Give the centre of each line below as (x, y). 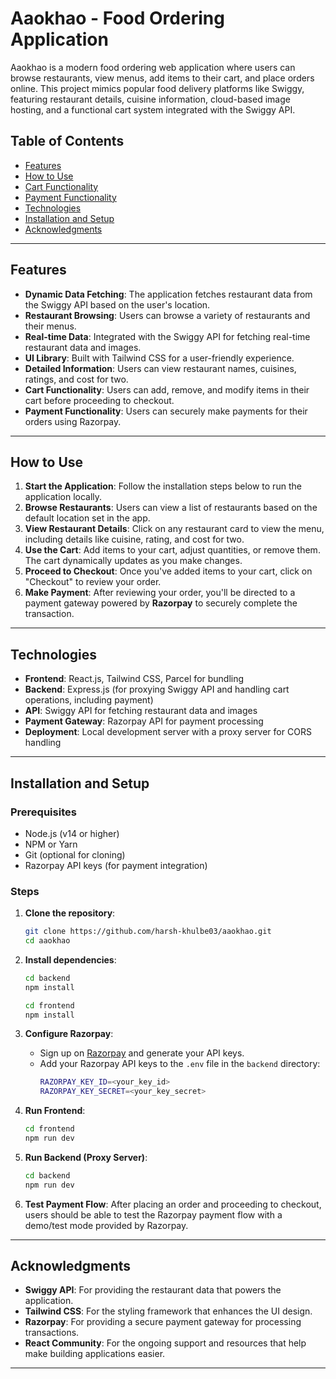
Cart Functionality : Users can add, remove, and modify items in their (167, 389)
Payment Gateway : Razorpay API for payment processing (144, 721)
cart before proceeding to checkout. (99, 400)
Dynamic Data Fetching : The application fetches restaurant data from (168, 294)
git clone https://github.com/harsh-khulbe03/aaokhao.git (148, 932)
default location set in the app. (87, 518)
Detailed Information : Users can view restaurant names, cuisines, (160, 368)
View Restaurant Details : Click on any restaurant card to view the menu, (174, 529)
